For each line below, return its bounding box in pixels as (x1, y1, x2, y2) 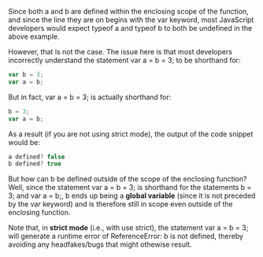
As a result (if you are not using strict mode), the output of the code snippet (8, 129, 254, 139)
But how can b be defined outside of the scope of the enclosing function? (8, 174, 247, 184)
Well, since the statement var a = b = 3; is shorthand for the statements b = (8, 183, 252, 192)
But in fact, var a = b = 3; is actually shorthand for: (8, 92, 172, 102)
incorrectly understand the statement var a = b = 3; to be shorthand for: (8, 55, 241, 65)
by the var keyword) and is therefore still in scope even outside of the (8, 199, 234, 209)
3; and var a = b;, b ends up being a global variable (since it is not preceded (8, 191, 256, 200)
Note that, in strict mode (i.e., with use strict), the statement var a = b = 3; (8, 223, 249, 233)
